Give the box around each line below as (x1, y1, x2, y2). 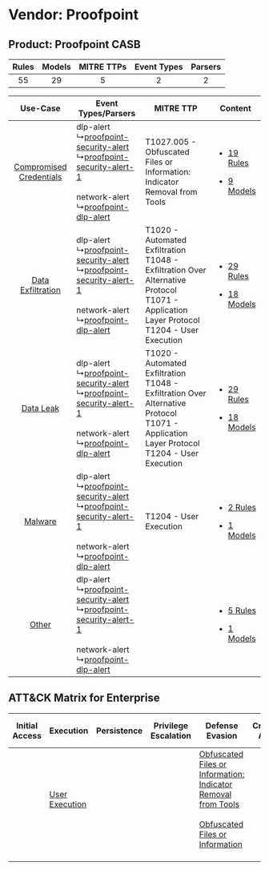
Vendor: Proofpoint (8, 6, 139, 24)
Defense (205, 719, 239, 731)
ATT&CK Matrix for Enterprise (8, 691, 160, 705)
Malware (23, 516, 58, 526)
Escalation (151, 730, 192, 741)
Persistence (95, 725, 143, 736)
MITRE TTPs (78, 62, 127, 72)
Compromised (13, 162, 67, 172)
